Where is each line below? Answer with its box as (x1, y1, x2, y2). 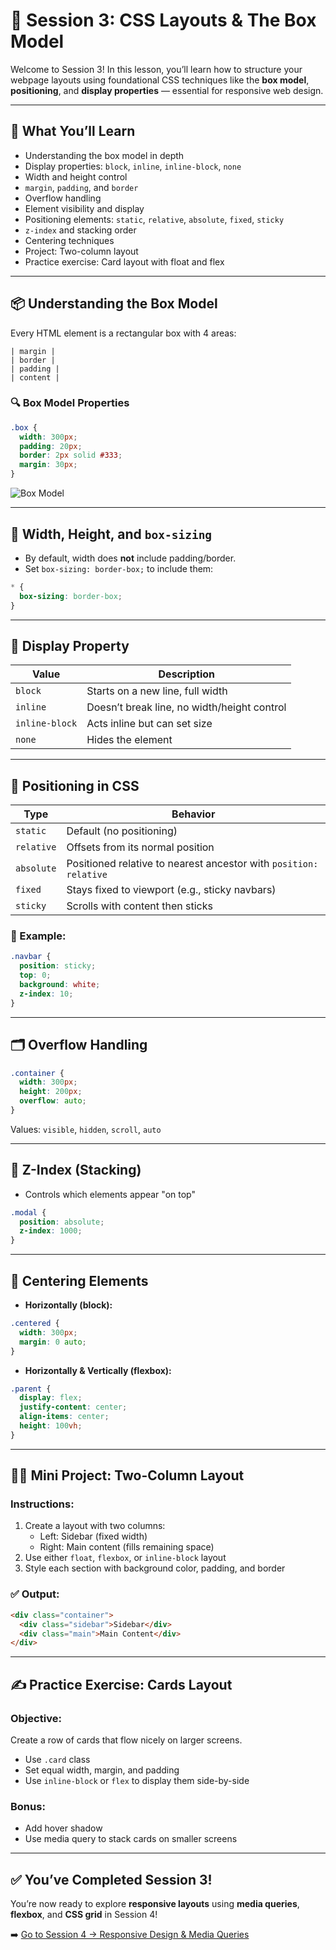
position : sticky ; (19, 961, 97, 971)
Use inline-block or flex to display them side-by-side (24, 1774, 250, 1786)
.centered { (10, 1319, 60, 1329)
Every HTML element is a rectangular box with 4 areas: (10, 327, 237, 339)
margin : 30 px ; (19, 460, 78, 470)
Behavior (171, 807, 216, 821)
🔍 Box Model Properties (10, 396, 130, 410)
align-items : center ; (19, 1412, 110, 1422)
